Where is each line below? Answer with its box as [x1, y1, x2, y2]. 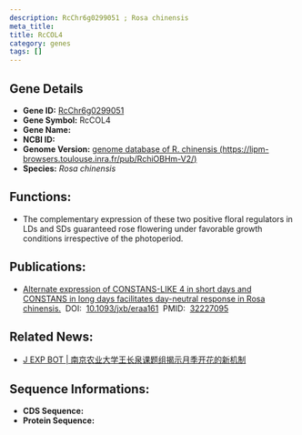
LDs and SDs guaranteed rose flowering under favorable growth [22, 223, 263, 234]
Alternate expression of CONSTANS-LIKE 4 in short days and [22, 283, 252, 294]
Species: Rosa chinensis [22, 163, 116, 174]
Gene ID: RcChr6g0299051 [22, 105, 125, 116]
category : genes [9, 38, 71, 48]
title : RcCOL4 [9, 30, 64, 39]
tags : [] [9, 47, 43, 56]
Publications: [9, 259, 86, 275]
